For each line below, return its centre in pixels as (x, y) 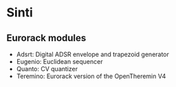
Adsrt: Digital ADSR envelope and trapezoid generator (93, 54)
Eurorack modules (46, 38)
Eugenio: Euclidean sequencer (59, 62)
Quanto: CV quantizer (47, 69)
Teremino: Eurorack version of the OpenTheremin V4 (91, 76)
